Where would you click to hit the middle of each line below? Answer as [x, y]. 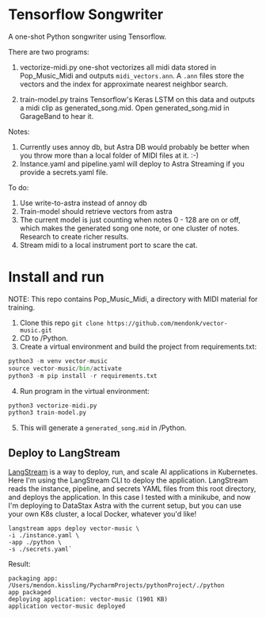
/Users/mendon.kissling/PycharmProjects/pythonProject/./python [116, 586]
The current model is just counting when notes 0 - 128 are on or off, [130, 219]
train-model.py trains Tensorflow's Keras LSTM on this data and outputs [137, 99]
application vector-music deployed [67, 607]
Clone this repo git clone [62, 322]
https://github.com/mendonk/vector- [167, 323]
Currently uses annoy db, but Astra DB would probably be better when [135, 147]
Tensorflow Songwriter [86, 15]
